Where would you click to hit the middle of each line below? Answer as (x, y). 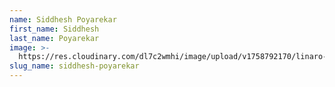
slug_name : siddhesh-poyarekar (74, 66)
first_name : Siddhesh (54, 29)
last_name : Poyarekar (54, 38)
